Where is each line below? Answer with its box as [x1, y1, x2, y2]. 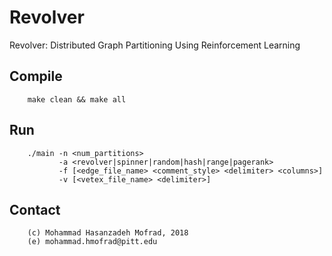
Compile [9, 68, 63, 85]
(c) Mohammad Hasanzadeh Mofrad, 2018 [27, 228, 189, 238]
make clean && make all [27, 94, 127, 105]
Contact [9, 201, 61, 218]
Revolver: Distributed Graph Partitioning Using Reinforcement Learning [9, 39, 301, 51]
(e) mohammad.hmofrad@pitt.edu [27, 237, 158, 247]
